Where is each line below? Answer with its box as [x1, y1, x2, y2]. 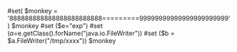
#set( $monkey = [7, 7, 59, 15]
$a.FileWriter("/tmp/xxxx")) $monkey [7, 37, 116, 45]
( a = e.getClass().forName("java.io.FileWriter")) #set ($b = [7, 29, 175, 37]
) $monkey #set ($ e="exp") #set [7, 22, 104, 30]
